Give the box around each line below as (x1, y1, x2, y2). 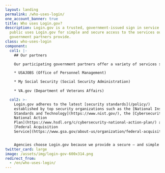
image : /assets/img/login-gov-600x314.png (5, 151, 93, 156)
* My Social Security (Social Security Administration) (14, 79, 131, 84)
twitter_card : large (5, 147, 48, 152)
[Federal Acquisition (14, 124, 58, 130)
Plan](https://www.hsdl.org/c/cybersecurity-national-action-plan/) (14, 120, 157, 125)
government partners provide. (9, 35, 71, 40)
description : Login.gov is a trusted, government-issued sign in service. (5, 25, 162, 30)
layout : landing (5, 7, 38, 12)
